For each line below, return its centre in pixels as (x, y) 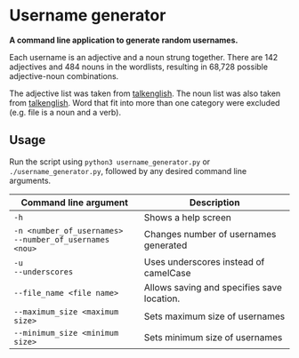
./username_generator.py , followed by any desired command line (128, 171)
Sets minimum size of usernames (213, 337)
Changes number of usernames (210, 234)
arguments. (30, 180)
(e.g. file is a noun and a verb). (65, 112)
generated (166, 245)
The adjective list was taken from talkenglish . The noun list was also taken (145, 93)
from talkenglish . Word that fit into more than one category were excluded (145, 102)
